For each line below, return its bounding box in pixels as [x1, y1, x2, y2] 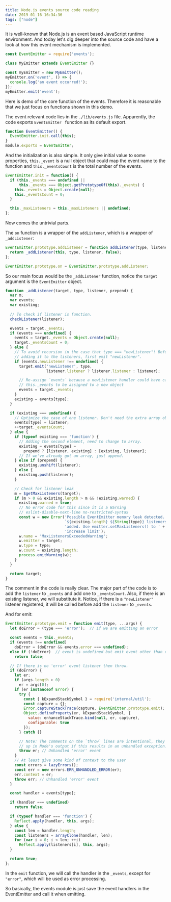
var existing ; [10, 302, 40, 307]
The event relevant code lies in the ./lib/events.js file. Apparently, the [5, 113, 155, 120]
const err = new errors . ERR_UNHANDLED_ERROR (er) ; [14, 767, 122, 772]
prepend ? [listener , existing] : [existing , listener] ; [23, 448, 147, 454]
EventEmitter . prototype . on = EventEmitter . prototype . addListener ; [5, 264, 149, 269]
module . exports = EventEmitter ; [5, 143, 74, 148]
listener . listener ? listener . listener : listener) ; [46, 368, 160, 374]
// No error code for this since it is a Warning [18, 505, 126, 510]
